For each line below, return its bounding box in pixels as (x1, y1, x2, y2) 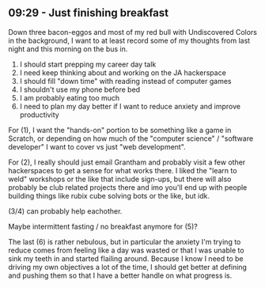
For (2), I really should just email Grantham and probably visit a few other (8, 157, 246, 167)
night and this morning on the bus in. (8, 44, 128, 54)
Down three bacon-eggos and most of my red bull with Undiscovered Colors (8, 27, 258, 36)
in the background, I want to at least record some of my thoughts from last (8, 36, 251, 45)
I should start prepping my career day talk (19, 59, 157, 69)
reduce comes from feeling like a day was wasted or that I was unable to (8, 245, 244, 255)
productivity (19, 110, 59, 119)
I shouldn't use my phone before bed (19, 85, 141, 94)
